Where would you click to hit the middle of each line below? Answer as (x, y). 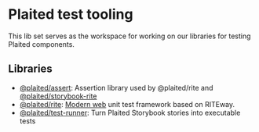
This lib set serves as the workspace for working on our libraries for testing (129, 36)
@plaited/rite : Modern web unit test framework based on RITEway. (127, 104)
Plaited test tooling (71, 14)
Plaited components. (41, 44)
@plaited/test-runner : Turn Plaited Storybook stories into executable (130, 112)
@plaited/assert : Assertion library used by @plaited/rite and (116, 87)
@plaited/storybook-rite (58, 96)
